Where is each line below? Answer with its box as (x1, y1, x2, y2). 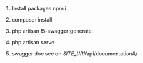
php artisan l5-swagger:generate (11, 27, 92, 34)
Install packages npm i (11, 5, 66, 12)
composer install (11, 16, 52, 23)
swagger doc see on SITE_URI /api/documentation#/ (11, 50, 138, 57)
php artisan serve (11, 39, 55, 45)
